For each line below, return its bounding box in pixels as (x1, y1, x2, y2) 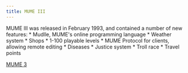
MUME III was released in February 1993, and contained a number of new (6, 25, 183, 32)
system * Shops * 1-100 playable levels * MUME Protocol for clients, (6, 37, 169, 44)
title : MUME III (6, 8, 46, 15)
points (6, 49, 22, 56)
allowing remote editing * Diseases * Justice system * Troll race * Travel (6, 43, 180, 50)
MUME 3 (6, 61, 27, 68)
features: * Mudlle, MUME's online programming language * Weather (6, 30, 172, 38)
